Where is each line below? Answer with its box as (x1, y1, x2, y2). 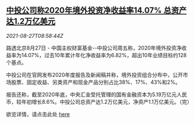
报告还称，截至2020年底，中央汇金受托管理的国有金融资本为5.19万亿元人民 (6, 91, 187, 98)
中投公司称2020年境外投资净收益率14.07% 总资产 (6, 5, 187, 16)
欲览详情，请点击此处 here (6, 110, 70, 118)
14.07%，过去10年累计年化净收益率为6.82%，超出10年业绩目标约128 (21, 51, 187, 58)
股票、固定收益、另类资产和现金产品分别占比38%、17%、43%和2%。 (11, 78, 181, 86)
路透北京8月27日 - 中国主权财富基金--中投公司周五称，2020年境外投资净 (6, 44, 182, 51)
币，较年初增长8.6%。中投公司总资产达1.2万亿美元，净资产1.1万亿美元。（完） (6, 98, 192, 105)
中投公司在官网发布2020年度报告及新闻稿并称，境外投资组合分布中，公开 (6, 71, 183, 78)
